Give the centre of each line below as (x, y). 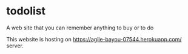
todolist (26, 11)
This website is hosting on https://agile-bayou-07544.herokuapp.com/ (94, 39)
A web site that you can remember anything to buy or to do (80, 28)
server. (15, 46)
